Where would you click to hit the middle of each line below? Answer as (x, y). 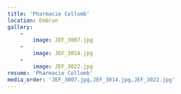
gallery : (20, 27)
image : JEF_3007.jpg (63, 40)
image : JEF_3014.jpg (63, 54)
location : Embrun (33, 20)
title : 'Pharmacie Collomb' (49, 14)
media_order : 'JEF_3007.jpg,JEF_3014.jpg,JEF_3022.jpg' (91, 80)
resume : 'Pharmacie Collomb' (50, 73)
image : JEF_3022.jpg (63, 66)
